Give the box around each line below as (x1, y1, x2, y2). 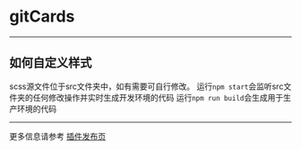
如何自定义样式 (9, 56, 92, 71)
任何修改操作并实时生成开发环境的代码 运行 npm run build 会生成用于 (32, 92, 284, 102)
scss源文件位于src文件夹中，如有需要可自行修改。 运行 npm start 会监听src (9, 81, 284, 92)
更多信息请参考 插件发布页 (9, 130, 106, 141)
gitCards (9, 6, 75, 27)
